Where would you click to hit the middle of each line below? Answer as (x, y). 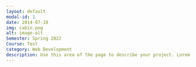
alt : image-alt (25, 33)
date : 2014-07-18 (27, 22)
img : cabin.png (25, 28)
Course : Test (22, 44)
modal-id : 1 (21, 17)
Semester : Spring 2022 (34, 38)
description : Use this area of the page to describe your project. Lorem (98, 55)
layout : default (26, 11)
